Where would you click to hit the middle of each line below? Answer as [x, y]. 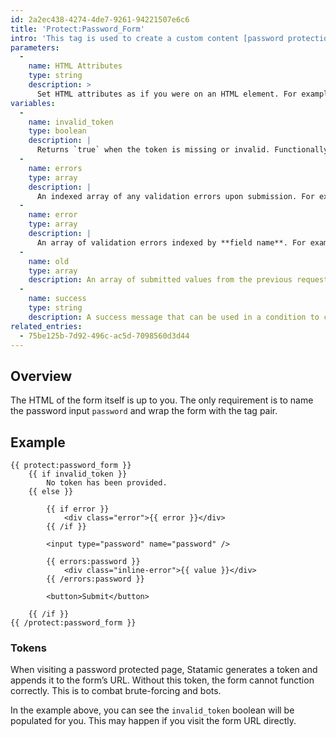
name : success [57, 299]
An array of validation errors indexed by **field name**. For [171, 242]
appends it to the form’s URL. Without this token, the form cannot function [162, 680]
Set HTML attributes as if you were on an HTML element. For [167, 94]
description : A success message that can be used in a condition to [174, 317]
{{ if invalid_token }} [78, 474]
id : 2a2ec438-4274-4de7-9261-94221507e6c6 [100, 19]
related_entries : [46, 326]
